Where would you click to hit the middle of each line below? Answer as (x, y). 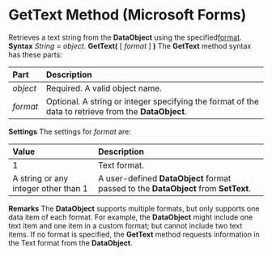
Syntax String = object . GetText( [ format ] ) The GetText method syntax (130, 45)
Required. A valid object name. (104, 88)
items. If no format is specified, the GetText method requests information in (134, 234)
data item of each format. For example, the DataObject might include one (131, 217)
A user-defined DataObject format (165, 178)
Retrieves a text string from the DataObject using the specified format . (125, 37)
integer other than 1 (50, 188)
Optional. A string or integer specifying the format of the (152, 101)
